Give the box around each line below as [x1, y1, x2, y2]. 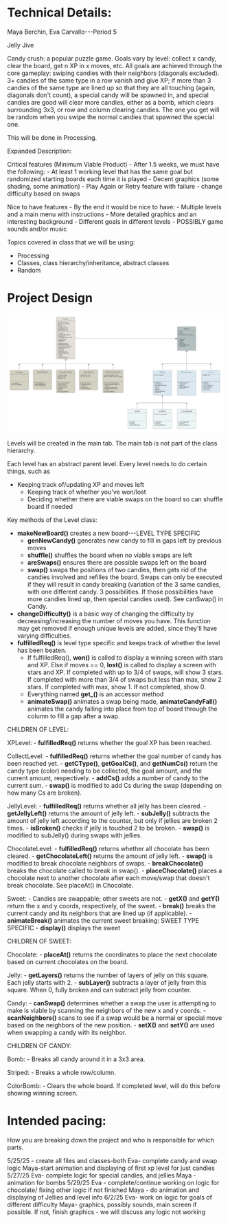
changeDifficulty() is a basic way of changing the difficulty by [16, 609, 194, 618]
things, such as [7, 467, 50, 475]
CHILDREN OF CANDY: [7, 1041, 72, 1049]
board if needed [27, 502, 73, 510]
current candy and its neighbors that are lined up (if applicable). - [7, 909, 192, 917]
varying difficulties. [16, 631, 72, 640]
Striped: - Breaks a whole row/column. [7, 1068, 117, 1076]
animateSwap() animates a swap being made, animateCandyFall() [27, 697, 218, 705]
